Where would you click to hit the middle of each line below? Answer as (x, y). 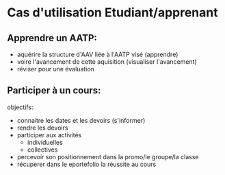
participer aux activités (49, 135)
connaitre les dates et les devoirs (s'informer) (81, 120)
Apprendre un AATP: (52, 38)
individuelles (45, 142)
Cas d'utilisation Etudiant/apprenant (112, 13)
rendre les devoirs (42, 128)
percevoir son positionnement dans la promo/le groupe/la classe (108, 156)
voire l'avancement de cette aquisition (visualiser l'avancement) (107, 62)
